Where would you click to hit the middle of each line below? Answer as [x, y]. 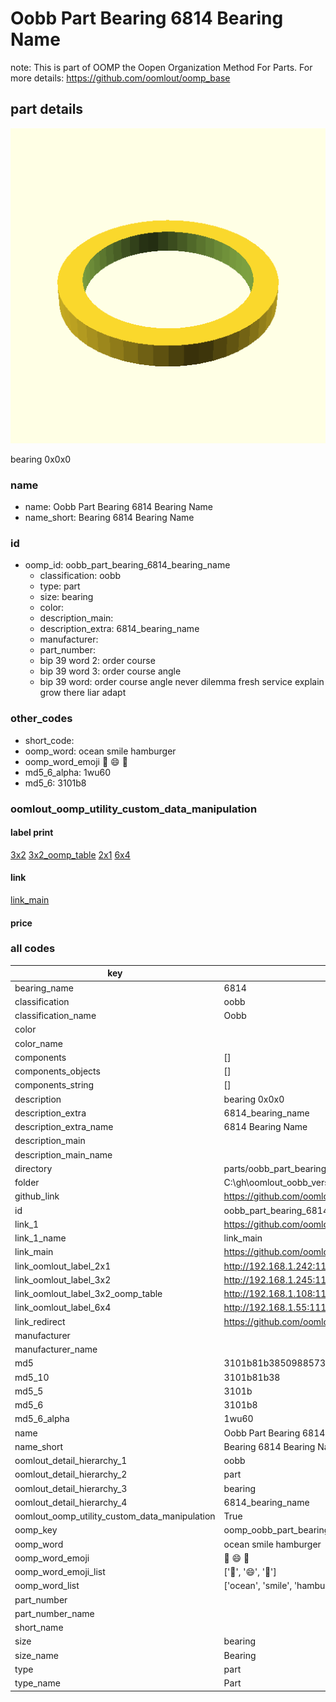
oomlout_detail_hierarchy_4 [71, 1502]
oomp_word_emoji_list [60, 1572]
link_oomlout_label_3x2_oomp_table [88, 1294]
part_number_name [54, 1613]
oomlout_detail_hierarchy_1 [71, 1461]
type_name [37, 1683]
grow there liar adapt [83, 693]
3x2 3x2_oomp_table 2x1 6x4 [70, 854]
